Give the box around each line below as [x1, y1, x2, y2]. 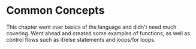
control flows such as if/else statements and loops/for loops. [6, 36, 156, 43]
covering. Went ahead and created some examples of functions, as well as [6, 29, 191, 36]
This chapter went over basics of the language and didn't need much [6, 23, 177, 30]
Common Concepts [6, 4, 105, 17]
